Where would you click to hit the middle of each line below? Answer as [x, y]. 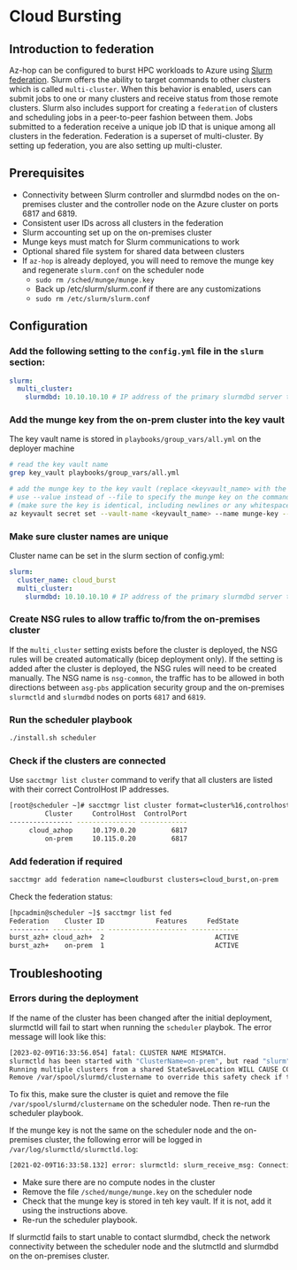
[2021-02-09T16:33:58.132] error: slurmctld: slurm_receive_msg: [132, 1165]
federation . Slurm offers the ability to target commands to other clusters [140, 80]
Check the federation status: [61, 896]
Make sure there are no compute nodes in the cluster [118, 1182]
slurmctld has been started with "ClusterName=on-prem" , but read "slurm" [150, 1061]
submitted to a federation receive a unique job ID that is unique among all [142, 127]
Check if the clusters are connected [88, 761]
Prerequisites [47, 173]
